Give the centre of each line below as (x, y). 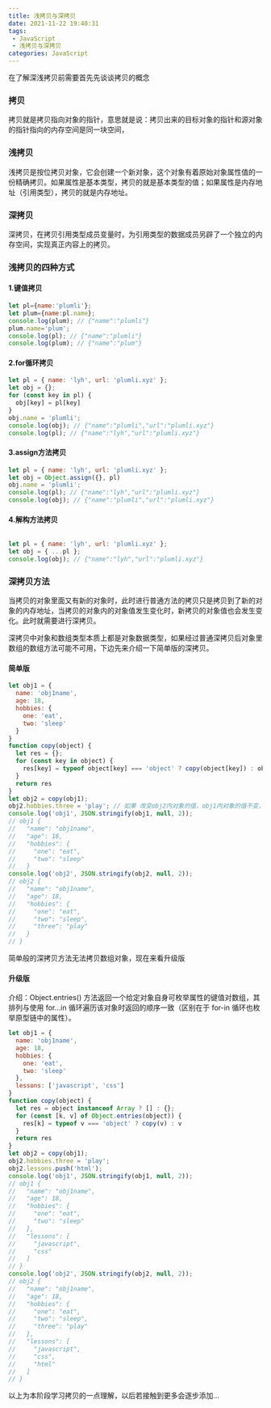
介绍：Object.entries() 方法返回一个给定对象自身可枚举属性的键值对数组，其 (134, 998)
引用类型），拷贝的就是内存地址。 (77, 192)
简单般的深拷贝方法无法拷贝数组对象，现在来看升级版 (97, 958)
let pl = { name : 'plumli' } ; (50, 306)
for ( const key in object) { (65, 761)
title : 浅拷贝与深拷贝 (42, 16)
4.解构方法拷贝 (33, 520)
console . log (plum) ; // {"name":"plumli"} (79, 320)
